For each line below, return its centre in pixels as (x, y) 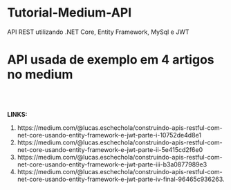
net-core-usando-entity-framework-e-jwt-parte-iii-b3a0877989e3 (112, 164)
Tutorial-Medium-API (70, 13)
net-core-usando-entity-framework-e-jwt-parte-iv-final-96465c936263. (121, 179)
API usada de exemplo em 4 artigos (111, 60)
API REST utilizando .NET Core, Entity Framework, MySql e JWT (98, 32)
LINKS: (17, 114)
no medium (40, 75)
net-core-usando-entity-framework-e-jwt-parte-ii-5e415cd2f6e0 (110, 149)
